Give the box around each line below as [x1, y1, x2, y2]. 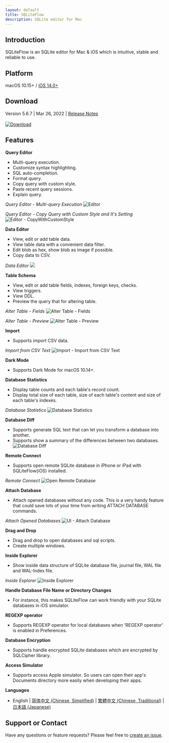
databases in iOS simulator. [12, 602, 70, 608]
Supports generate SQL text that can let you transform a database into [12, 426, 159, 432]
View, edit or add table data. [12, 236, 71, 242]
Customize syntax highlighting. [12, 164, 77, 170]
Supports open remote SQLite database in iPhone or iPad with [12, 462, 142, 468]
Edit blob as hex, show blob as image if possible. [12, 246, 114, 253]
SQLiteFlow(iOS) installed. [12, 467, 67, 473]
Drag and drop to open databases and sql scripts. [12, 537, 116, 543]
